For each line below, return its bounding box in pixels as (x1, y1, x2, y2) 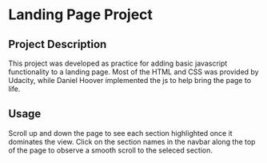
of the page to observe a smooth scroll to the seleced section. (8, 145, 213, 155)
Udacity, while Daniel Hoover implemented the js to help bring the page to (8, 76, 252, 85)
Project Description (8, 38, 107, 51)
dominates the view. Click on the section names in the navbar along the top (8, 137, 256, 146)
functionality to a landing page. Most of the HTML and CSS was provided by (8, 67, 259, 77)
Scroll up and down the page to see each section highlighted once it (8, 128, 233, 137)
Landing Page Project (8, 6, 153, 24)
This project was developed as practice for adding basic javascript (8, 58, 228, 68)
